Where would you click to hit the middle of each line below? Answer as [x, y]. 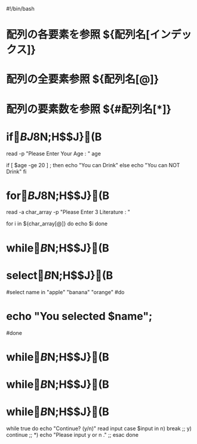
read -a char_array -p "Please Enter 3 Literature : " [68, 212]
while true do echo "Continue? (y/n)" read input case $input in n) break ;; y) [99, 428]
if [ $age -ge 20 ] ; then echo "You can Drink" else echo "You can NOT [93, 165]
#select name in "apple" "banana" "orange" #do [65, 292]
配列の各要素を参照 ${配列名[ [78, 35]
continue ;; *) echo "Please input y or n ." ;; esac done [73, 434]
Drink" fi [16, 171]
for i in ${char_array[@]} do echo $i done [57, 223]
